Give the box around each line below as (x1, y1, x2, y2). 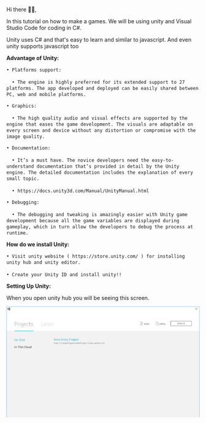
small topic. (6, 176, 40, 182)
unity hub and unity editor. (6, 260, 81, 266)
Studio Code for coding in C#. (6, 24, 82, 31)
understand (6, 163, 34, 170)
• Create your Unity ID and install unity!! (6, 272, 122, 278)
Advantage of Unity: (6, 54, 59, 61)
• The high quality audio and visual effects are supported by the (12, 115, 188, 121)
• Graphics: (6, 103, 37, 109)
